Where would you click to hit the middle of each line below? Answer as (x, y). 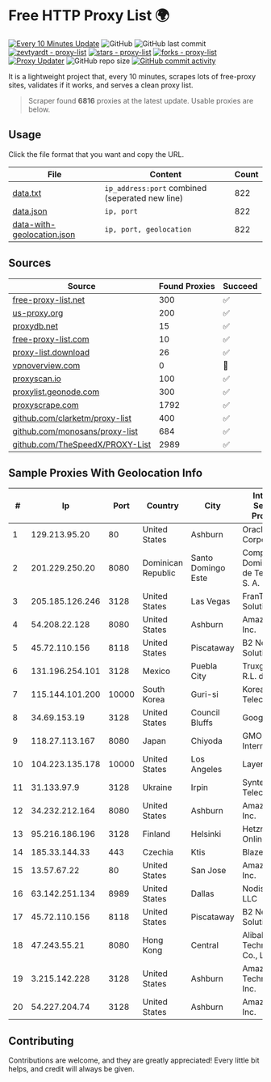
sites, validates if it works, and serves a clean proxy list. (101, 85)
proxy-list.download (51, 352)
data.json (30, 211)
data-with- (34, 224)
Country (163, 506)
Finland (156, 834)
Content (166, 174)
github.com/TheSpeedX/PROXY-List (82, 444)
